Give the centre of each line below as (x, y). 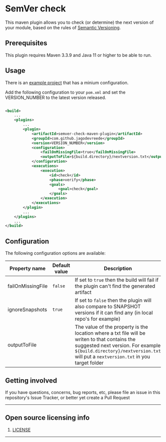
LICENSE (21, 430)
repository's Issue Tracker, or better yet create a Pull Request (67, 397)
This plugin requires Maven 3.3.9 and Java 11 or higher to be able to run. (79, 55)
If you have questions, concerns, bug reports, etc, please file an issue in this (83, 392)
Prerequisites (26, 43)
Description (118, 269)
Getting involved (31, 380)
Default (61, 265)
